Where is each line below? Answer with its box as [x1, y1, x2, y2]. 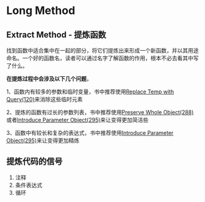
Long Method [6, 4, 76, 18]
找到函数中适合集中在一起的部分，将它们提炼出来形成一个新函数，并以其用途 [6, 47, 199, 54]
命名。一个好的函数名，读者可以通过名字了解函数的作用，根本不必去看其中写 [6, 54, 199, 62]
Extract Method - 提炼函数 [6, 29, 107, 40]
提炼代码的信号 [6, 156, 63, 167]
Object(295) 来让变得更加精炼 [6, 137, 80, 144]
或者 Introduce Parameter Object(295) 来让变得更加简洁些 [6, 117, 149, 123]
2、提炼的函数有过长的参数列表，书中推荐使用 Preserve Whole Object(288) [6, 109, 194, 116]
